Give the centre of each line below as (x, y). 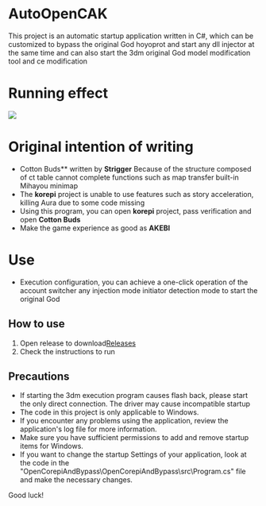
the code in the (44, 463)
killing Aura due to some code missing (82, 203)
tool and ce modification (48, 61)
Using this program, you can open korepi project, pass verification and (135, 211)
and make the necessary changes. (76, 480)
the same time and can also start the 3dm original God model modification (129, 52)
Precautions (39, 376)
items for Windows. (51, 446)
